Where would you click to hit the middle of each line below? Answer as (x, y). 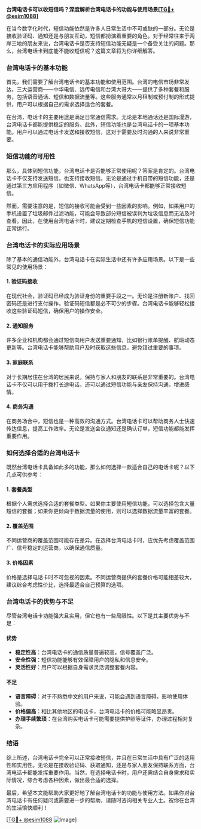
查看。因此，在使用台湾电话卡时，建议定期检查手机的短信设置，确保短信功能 (100, 221)
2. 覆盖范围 (20, 526)
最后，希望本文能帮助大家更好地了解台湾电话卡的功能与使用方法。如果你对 (98, 793)
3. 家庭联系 (20, 362)
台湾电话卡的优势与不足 (40, 601)
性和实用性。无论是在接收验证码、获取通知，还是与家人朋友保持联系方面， (98, 765)
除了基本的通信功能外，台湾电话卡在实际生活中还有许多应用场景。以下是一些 (100, 259)
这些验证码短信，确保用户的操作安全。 (58, 311)
